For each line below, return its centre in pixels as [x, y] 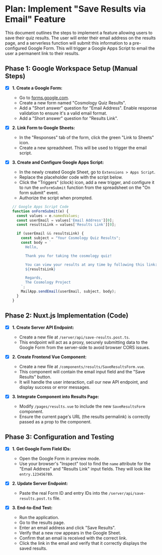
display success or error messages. [55, 387]
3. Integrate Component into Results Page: [55, 396]
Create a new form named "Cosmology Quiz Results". [73, 102]
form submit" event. [39, 192]
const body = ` [36, 243]
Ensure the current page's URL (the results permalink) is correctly [85, 417]
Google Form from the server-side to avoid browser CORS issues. [85, 347]
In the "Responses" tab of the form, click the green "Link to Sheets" [87, 137]
